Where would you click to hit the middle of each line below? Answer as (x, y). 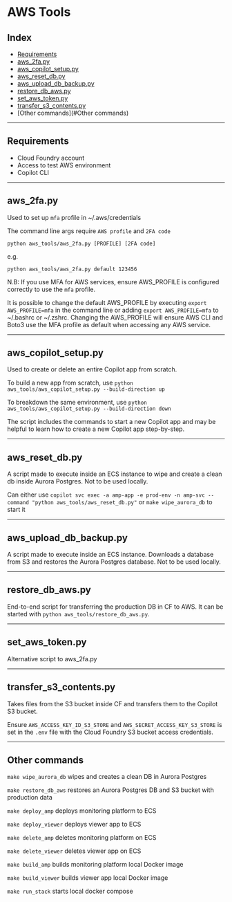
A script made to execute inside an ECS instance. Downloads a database (110, 555)
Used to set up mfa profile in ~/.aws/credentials (74, 217)
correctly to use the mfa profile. (51, 289)
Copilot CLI (33, 172)
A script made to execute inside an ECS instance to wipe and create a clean (115, 474)
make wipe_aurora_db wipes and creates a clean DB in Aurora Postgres (107, 777)
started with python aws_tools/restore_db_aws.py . (78, 614)
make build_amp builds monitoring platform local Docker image (95, 865)
